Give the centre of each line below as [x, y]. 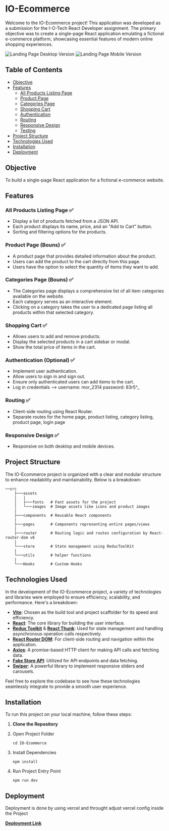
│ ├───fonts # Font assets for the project [65, 502]
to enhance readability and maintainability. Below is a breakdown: [73, 479]
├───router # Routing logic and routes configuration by [81, 533]
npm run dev [25, 780]
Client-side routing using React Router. [53, 411]
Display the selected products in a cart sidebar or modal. [71, 342]
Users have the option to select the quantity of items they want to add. [86, 267]
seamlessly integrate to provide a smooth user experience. [66, 686]
